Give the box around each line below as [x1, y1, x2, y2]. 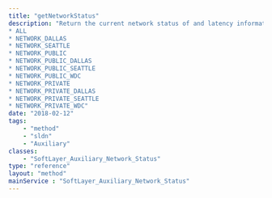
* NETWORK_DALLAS [8, 34, 67, 43]
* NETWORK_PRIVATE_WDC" [8, 102, 89, 110]
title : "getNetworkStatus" [8, 11, 100, 20]
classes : [8, 147, 38, 155]
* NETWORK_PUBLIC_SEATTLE [8, 65, 96, 73]
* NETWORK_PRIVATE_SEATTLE [8, 95, 100, 103]
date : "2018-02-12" [8, 110, 74, 118]
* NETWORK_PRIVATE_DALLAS [8, 86, 96, 95]
